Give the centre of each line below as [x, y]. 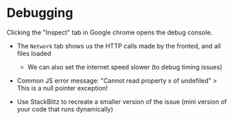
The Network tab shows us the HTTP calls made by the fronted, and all [119, 46]
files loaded [34, 53]
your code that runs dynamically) [65, 109]
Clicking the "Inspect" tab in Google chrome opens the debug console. [110, 32]
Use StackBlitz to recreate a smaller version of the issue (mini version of [122, 101]
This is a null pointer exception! [62, 88]
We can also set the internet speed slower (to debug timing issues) [125, 67]
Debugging [40, 13]
